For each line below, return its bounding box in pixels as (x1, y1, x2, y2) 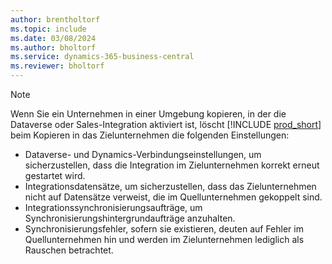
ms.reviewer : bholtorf (10, 61, 105, 71)
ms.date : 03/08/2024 (10, 33, 97, 43)
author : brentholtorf (10, 14, 101, 25)
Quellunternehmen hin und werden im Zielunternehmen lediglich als (24, 234, 305, 245)
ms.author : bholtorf (10, 42, 97, 53)
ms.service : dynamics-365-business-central (10, 52, 195, 62)
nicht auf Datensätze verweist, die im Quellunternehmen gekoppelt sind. (24, 191, 323, 203)
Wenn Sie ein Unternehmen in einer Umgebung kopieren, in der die (10, 108, 287, 120)
